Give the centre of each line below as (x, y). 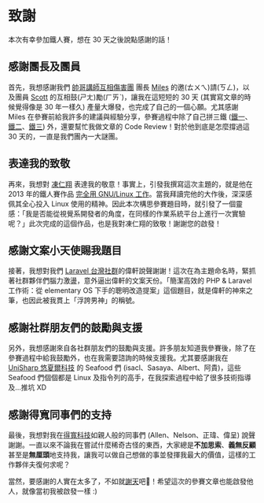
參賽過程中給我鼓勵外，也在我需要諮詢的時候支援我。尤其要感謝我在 (118, 358)
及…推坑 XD (27, 387)
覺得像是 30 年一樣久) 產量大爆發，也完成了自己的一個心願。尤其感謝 (126, 106)
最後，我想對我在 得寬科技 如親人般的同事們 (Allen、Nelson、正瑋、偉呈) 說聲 (132, 435)
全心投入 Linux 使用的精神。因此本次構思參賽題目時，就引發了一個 (129, 203)
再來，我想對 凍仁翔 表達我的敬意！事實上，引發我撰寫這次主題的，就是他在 (130, 184)
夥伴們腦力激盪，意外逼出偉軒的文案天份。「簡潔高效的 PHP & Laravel (140, 281)
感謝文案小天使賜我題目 (65, 250)
